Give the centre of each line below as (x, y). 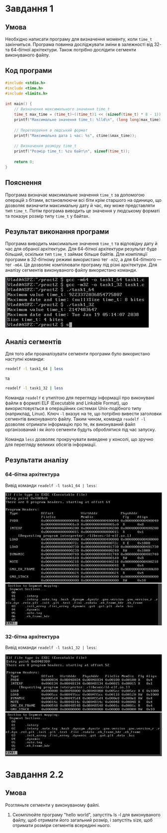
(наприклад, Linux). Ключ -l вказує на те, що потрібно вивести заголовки (83, 414)
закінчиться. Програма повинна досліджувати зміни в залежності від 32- (83, 44)
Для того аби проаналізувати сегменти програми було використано (78, 354)
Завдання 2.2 (34, 774)
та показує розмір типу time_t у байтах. (47, 216)
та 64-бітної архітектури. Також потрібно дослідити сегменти (71, 50)
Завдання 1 (29, 9)
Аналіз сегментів (33, 342)
